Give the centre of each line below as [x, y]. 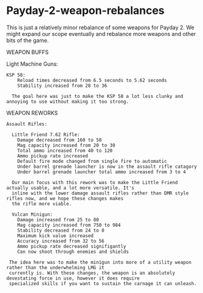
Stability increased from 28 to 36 [62, 86]
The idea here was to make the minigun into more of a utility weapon [100, 262]
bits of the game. [28, 40]
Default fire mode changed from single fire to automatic [92, 161]
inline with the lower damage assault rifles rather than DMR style [100, 193]
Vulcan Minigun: [32, 214]
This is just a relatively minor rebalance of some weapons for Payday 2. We [100, 27]
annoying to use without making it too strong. [68, 102]
